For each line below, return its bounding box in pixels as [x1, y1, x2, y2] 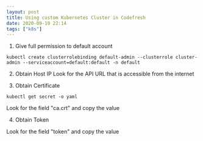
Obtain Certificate [15, 82, 60, 89]
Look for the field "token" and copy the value [6, 128, 119, 136]
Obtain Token [15, 116, 49, 123]
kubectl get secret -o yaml [6, 94, 78, 100]
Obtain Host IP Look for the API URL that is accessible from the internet [15, 70, 194, 78]
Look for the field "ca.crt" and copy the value [6, 105, 120, 112]
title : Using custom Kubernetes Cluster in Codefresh [6, 15, 146, 21]
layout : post [6, 9, 40, 15]
